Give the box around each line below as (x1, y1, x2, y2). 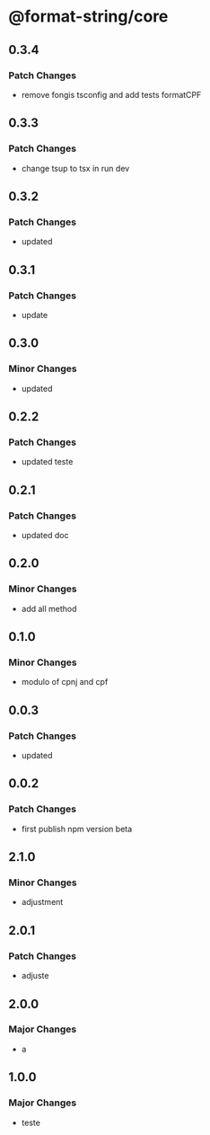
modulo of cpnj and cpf (21, 677, 109, 687)
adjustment (21, 897, 64, 908)
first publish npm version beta (21, 823, 133, 834)
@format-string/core (8, 6, 169, 27)
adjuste (21, 971, 49, 981)
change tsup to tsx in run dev (21, 163, 130, 173)
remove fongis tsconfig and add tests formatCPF (21, 89, 202, 100)
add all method (21, 603, 77, 614)
